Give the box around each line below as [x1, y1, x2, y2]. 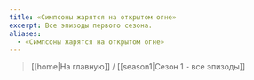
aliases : [9, 29, 42, 38]
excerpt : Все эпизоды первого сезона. [9, 21, 153, 30]
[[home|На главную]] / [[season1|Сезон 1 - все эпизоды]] [30, 62, 246, 72]
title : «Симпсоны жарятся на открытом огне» [9, 12, 177, 22]
